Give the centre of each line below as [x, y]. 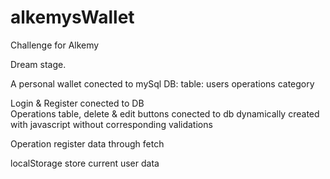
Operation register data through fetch [87, 143]
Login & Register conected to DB [77, 103]
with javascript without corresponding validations [111, 124]
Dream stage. [38, 64]
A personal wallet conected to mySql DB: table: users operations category [162, 83]
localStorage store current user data [85, 163]
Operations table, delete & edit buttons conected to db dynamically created [165, 113]
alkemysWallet [72, 17]
